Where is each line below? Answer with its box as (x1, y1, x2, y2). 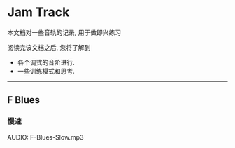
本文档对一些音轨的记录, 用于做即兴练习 (7, 28, 121, 36)
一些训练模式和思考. (17, 67, 75, 75)
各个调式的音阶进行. (17, 58, 75, 67)
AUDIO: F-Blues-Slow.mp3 (7, 133, 84, 141)
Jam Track (7, 4, 70, 20)
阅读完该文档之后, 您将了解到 (7, 43, 91, 51)
